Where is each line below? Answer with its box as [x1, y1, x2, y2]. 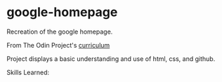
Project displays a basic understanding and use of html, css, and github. [6, 54, 216, 63]
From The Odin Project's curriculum [6, 41, 110, 49]
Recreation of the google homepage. [6, 27, 113, 36]
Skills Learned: [6, 68, 50, 76]
